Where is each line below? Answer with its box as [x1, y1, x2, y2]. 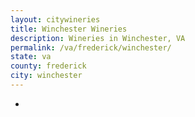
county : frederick [10, 61, 87, 71]
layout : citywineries [10, 14, 101, 25]
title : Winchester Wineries [10, 24, 128, 34]
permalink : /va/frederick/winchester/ [10, 42, 172, 53]
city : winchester [10, 71, 83, 81]
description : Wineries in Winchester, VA [10, 33, 186, 43]
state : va [10, 52, 52, 62]
